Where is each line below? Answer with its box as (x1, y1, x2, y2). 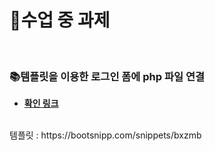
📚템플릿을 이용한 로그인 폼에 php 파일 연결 (9, 69, 206, 83)
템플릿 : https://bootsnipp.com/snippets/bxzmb (9, 129, 202, 141)
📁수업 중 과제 (9, 9, 111, 32)
